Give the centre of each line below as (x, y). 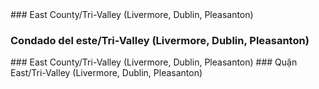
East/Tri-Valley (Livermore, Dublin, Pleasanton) (106, 73)
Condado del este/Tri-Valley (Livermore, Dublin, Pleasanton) (160, 40)
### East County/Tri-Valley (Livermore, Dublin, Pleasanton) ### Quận (154, 62)
